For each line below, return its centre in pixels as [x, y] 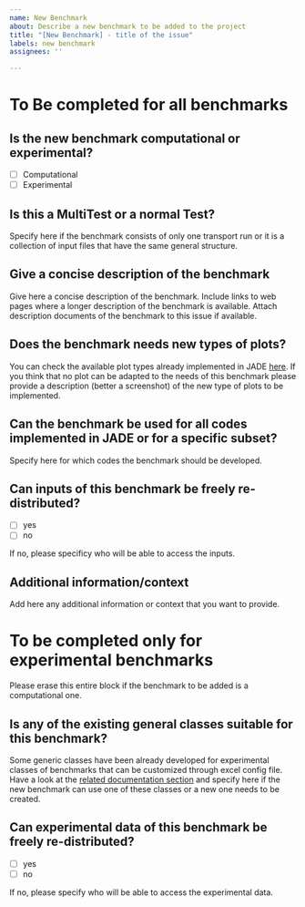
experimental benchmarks [112, 660]
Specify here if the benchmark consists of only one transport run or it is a [147, 236]
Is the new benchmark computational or [125, 138]
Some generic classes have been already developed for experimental [140, 760]
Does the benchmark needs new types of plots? [148, 344]
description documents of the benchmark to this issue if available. [133, 315]
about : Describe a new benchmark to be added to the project [128, 26]
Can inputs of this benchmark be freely [122, 489]
